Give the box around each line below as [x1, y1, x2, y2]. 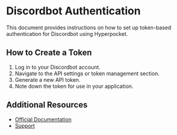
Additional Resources [6, 100, 88, 110]
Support [14, 122, 35, 129]
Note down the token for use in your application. [14, 82, 133, 90]
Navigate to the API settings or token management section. [14, 70, 160, 77]
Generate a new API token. [14, 76, 80, 83]
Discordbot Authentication [6, 4, 141, 18]
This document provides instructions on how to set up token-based [6, 24, 172, 31]
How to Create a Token [6, 48, 92, 58]
